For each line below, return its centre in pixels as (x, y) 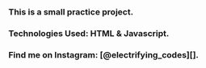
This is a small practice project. (71, 12)
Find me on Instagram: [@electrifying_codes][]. (104, 54)
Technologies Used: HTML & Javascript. (89, 33)
